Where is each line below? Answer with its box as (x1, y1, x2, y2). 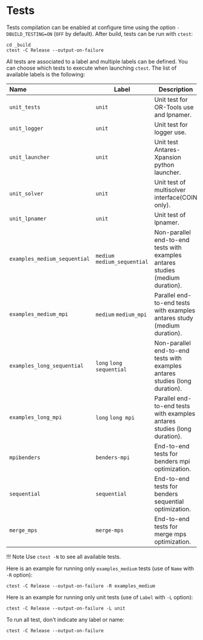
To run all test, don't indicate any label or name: (6, 616, 125, 623)
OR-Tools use (153, 103, 194, 111)
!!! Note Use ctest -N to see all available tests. (6, 553, 121, 560)
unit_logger (9, 125, 44, 132)
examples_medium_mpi (9, 311, 68, 317)
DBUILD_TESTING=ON (6, 31, 53, 37)
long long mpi (95, 414, 135, 421)
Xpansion (153, 153, 181, 161)
